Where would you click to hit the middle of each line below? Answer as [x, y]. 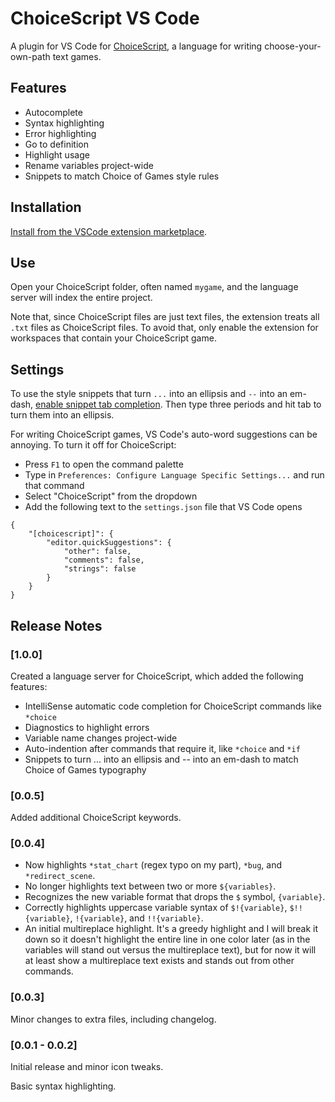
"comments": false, [104, 560]
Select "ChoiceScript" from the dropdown [111, 496]
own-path [30, 56]
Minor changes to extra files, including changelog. [113, 1019]
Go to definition [56, 144]
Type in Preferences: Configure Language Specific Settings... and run [174, 475]
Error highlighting [60, 133]
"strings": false [100, 569]
